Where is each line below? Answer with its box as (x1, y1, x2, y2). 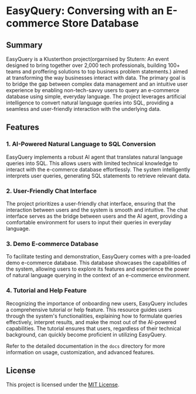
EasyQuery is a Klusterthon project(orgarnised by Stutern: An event (6, 56, 169, 62)
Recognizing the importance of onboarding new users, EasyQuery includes (6, 299, 188, 307)
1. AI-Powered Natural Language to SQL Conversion (6, 140, 156, 148)
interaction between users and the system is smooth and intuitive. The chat (6, 206, 188, 213)
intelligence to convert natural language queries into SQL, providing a (6, 99, 174, 106)
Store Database (61, 16, 139, 30)
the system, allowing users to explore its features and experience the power (6, 265, 190, 272)
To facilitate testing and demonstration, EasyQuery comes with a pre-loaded (6, 253, 191, 260)
